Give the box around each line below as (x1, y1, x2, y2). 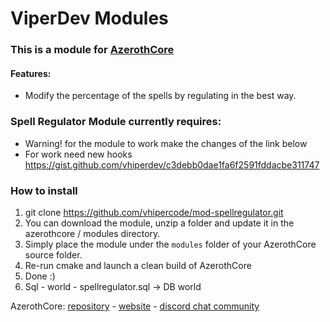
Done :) (24, 270, 56, 282)
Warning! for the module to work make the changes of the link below (24, 137, 308, 149)
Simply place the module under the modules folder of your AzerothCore (24, 238, 317, 250)
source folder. (24, 248, 83, 261)
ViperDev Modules (10, 7, 169, 30)
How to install (10, 183, 78, 197)
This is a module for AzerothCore (10, 43, 175, 57)
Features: (10, 67, 52, 79)
